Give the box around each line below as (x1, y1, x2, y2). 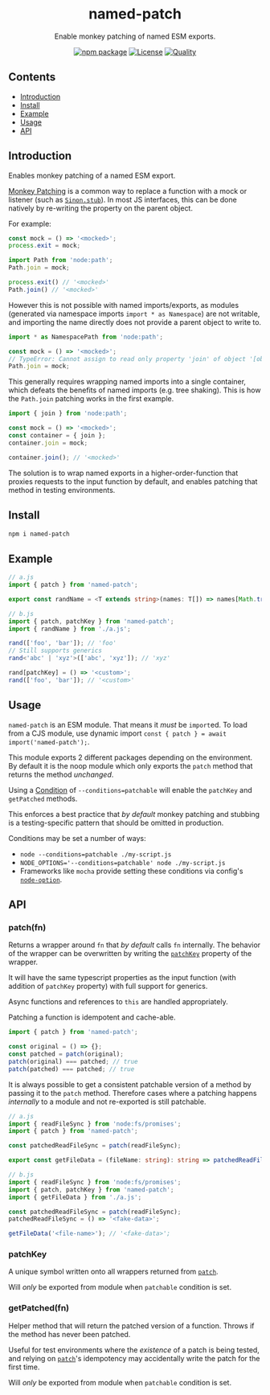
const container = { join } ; (8, 432, 106, 440)
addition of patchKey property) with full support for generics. (8, 982, 208, 991)
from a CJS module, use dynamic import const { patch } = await (8, 728, 227, 738)
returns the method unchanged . (8, 769, 114, 779)
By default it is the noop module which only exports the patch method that (8, 761, 253, 770)
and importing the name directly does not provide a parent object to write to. (8, 317, 262, 326)
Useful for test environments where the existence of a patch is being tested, (8, 1344, 260, 1355)
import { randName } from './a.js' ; (8, 625, 131, 633)
